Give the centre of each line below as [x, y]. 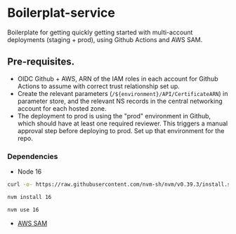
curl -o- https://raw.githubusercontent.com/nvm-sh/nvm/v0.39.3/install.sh [120, 185]
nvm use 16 [23, 209]
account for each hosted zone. [62, 108]
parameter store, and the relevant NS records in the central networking [120, 101]
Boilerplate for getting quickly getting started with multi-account [100, 32]
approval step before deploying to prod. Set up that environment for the [121, 130]
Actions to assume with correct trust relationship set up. [99, 86]
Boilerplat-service [61, 13]
